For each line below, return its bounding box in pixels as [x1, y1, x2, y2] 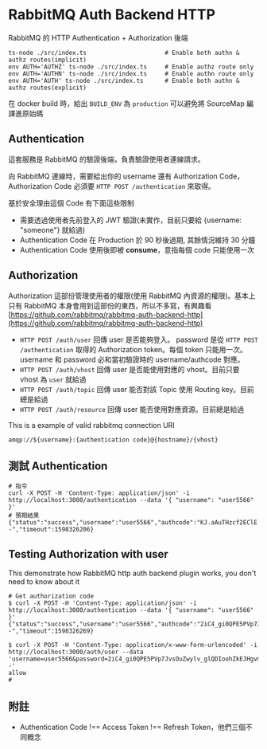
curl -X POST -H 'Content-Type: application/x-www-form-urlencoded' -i [15, 641, 258, 649]
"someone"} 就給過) [19, 225, 86, 234]
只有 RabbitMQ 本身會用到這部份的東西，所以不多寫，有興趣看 [8, 300, 212, 310]
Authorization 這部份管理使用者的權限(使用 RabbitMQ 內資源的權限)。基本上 [8, 291, 256, 300]
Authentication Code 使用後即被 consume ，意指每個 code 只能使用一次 [19, 245, 255, 254]
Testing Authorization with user [8, 547, 168, 561]
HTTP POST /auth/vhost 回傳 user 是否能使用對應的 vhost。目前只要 [19, 364, 240, 374]
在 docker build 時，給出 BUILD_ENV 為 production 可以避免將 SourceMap [8, 98, 245, 108]
